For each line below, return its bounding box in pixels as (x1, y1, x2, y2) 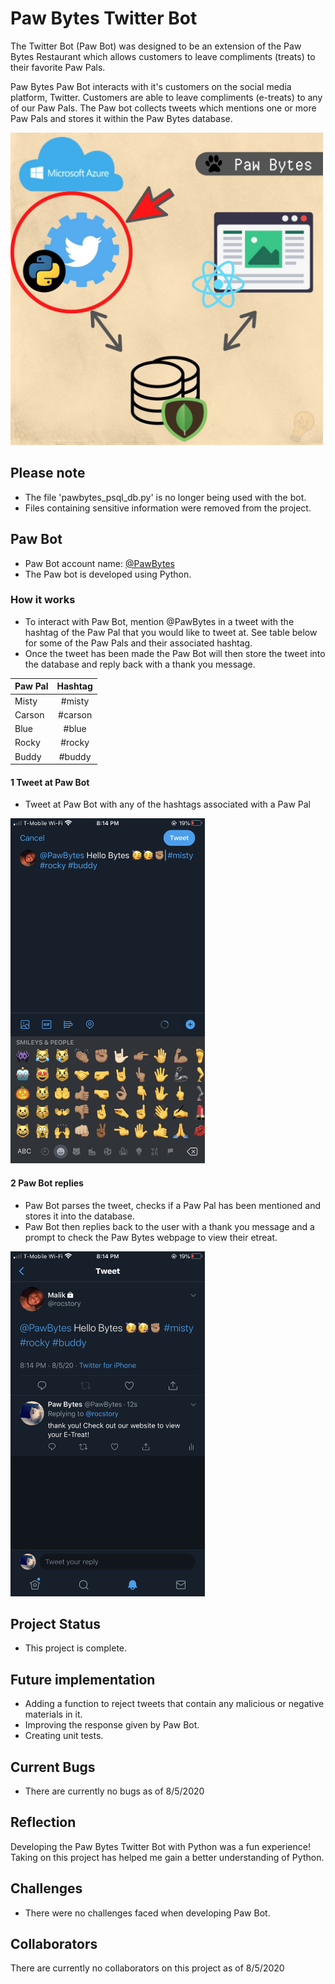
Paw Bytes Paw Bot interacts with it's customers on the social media (10, 80, 292, 92)
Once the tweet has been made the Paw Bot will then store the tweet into (24, 647, 326, 659)
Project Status (10, 1615, 102, 1632)
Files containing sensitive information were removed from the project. (24, 502, 312, 514)
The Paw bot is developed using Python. (24, 568, 192, 580)
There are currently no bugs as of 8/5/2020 (24, 1785, 205, 1797)
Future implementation (10, 1671, 156, 1688)
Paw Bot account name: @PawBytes (24, 557, 175, 569)
